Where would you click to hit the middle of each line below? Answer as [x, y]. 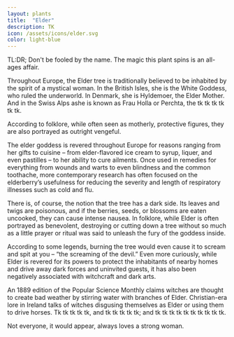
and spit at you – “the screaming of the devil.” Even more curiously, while [112, 254]
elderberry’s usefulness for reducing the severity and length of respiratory [114, 182]
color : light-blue [34, 40]
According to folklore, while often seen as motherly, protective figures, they [116, 124]
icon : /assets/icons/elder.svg [53, 33]
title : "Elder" [31, 20]
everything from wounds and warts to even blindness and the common [109, 167]
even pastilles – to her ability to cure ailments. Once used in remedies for [112, 160]
